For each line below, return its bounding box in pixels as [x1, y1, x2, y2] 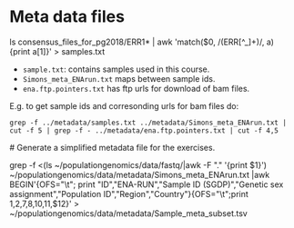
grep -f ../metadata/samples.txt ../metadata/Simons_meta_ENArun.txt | [9, 118, 287, 127]
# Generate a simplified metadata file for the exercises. [9, 142, 216, 153]
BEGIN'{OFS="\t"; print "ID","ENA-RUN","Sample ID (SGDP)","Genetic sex [9, 179, 284, 190]
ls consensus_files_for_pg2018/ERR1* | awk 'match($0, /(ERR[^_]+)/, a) [9, 36, 275, 47]
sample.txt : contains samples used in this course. [22, 64, 210, 74]
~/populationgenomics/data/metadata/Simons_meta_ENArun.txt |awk [9, 169, 270, 180]
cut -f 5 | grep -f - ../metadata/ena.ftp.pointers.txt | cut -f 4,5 [9, 125, 279, 135]
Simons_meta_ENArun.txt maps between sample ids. [22, 73, 216, 84]
